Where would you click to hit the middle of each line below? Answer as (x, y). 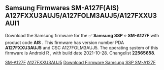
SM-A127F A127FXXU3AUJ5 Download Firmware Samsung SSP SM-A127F (81, 62)
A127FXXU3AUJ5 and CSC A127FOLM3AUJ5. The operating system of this (82, 47)
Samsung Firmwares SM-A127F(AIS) (62, 8)
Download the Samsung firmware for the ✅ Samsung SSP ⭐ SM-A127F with (82, 35)
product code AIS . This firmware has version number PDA (65, 42)
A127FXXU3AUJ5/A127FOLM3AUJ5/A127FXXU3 (81, 16)
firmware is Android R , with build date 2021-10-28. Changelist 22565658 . (80, 53)
